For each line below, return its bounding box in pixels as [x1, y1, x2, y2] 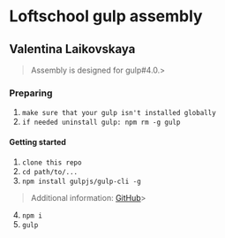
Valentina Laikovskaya [9, 42, 136, 57]
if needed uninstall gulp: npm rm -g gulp [21, 118, 181, 127]
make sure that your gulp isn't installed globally [21, 109, 216, 118]
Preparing [9, 87, 53, 99]
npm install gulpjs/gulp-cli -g [21, 177, 141, 186]
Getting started [9, 136, 66, 147]
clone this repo [21, 157, 82, 167]
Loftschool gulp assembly [9, 6, 203, 27]
